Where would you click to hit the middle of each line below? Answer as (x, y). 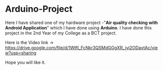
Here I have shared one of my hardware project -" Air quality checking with (81, 23)
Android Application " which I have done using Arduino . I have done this (79, 27)
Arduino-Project (39, 9)
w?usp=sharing (21, 53)
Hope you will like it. (25, 62)
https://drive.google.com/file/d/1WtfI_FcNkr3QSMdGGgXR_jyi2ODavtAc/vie (81, 47)
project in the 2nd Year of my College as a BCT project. (61, 33)
